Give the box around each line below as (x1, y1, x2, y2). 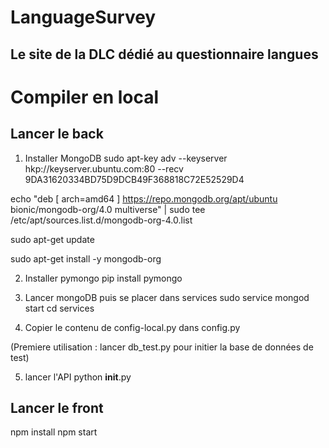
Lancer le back (10, 126, 104, 143)
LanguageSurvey (10, 6, 157, 29)
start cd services (24, 302, 95, 314)
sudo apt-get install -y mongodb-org (10, 252, 162, 265)
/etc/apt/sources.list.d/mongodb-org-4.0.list (10, 214, 193, 226)
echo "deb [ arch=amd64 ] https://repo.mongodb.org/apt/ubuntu (10, 192, 278, 205)
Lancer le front (10, 399, 104, 416)
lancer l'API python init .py (24, 371, 132, 383)
